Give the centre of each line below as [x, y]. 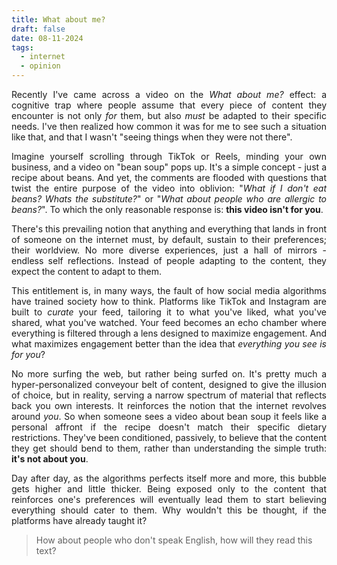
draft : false [38, 29]
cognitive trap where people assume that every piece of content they [169, 105]
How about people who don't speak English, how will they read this [174, 540]
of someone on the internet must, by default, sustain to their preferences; [169, 239]
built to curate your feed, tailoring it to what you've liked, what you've [169, 312]
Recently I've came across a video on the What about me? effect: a [169, 94]
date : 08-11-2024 [47, 38]
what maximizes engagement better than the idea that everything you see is [169, 344]
